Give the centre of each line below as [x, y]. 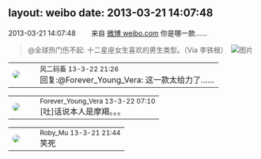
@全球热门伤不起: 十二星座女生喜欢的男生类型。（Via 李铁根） [127, 50]
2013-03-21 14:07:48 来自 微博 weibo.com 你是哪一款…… [108, 33]
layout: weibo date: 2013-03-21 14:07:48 [111, 13]
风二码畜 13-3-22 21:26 [79, 69]
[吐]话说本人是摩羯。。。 [83, 112]
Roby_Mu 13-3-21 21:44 [80, 132]
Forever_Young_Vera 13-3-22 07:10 [98, 101]
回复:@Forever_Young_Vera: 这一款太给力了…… [127, 80]
